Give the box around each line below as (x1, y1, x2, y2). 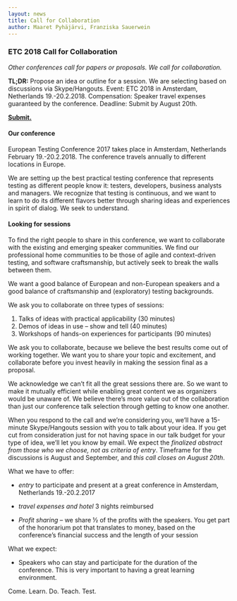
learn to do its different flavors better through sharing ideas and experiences (8, 196, 231, 205)
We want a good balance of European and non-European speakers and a (8, 280, 220, 288)
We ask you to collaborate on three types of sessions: (8, 301, 164, 309)
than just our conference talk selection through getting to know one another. (8, 402, 230, 411)
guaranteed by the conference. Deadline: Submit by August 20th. (8, 99, 197, 108)
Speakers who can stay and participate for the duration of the (18, 559, 198, 567)
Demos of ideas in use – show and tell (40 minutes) (18, 322, 168, 331)
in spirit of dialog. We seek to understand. (8, 203, 130, 212)
